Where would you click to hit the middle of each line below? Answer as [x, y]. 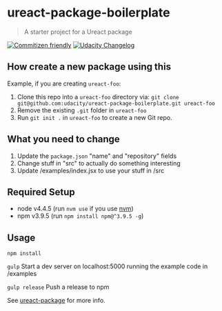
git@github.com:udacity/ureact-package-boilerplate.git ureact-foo [116, 103]
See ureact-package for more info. [56, 301]
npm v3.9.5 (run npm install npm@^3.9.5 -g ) [80, 216]
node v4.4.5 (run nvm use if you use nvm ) [75, 209]
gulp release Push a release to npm [58, 287]
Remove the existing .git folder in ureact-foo [82, 110]
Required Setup [41, 192]
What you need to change [64, 139]
